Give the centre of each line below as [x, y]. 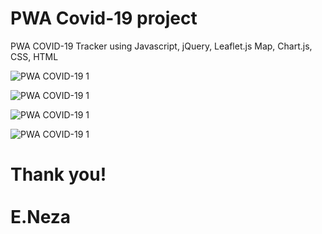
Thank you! [58, 174]
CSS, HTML [34, 56]
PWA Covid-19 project [104, 18]
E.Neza [41, 217]
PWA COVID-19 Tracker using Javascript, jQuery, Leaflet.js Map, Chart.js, [161, 46]
